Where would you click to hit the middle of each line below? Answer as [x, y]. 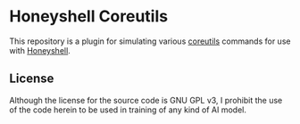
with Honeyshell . [40, 50]
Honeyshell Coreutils [88, 17]
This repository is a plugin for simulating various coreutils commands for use [150, 41]
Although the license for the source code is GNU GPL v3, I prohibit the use [146, 100]
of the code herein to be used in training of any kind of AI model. [128, 110]
